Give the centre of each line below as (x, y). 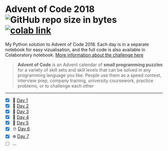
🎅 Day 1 (20, 100)
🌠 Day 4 (20, 117)
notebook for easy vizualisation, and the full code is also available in (75, 49)
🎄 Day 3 (20, 111)
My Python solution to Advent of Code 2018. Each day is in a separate (77, 44)
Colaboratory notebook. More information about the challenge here (74, 55)
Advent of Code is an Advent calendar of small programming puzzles (90, 64)
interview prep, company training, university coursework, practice (85, 80)
